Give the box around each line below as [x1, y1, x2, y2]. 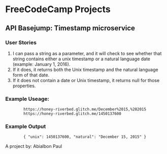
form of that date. [12, 72, 50, 78]
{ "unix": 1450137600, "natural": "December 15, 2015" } [23, 134, 146, 140]
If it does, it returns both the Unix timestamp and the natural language [12, 66, 158, 72]
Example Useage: [5, 95, 50, 102]
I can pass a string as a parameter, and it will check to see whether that [12, 50, 162, 56]
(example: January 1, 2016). [12, 61, 71, 67]
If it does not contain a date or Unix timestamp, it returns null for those [12, 77, 160, 83]
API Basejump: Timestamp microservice [5, 24, 136, 32]
